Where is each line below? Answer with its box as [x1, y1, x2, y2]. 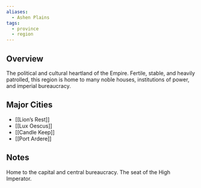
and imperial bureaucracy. [6, 82, 71, 89]
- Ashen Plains [11, 14, 50, 20]
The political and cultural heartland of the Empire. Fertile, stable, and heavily [6, 69, 196, 77]
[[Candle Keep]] [14, 128, 55, 136]
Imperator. [6, 175, 32, 182]
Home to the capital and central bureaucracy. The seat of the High [6, 168, 170, 175]
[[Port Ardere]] [14, 135, 52, 142]
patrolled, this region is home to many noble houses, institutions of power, [6, 76, 190, 83]
